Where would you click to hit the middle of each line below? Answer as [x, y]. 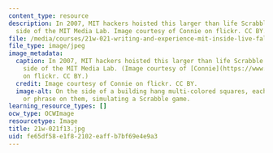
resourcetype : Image [43, 121]
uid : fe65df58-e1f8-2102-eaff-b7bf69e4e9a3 [83, 136]
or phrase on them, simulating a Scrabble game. [107, 99]
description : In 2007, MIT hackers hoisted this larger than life [123, 23]
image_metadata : [36, 53]
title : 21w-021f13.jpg [47, 129]
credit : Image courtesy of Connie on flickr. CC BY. [107, 83]
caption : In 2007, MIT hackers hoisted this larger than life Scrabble [140, 62]
